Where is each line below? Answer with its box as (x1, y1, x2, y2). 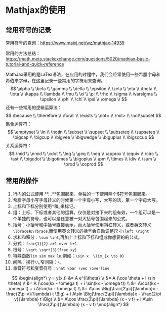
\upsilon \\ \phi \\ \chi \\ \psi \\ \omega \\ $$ (40, 96, 127, 102)
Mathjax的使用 (5, 4, 66, 16)
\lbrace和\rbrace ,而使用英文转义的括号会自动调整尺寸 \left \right (12, 228, 149, 234)
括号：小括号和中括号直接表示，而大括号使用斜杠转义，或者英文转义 (12, 221, 152, 228)
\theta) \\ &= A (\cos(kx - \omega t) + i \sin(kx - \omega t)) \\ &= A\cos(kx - (7, 280, 160, 286)
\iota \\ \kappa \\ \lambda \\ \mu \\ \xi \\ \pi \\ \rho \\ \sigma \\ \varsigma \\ (10, 91, 157, 97)
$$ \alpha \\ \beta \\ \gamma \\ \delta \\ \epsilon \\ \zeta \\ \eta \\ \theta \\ (10, 86, 157, 92)
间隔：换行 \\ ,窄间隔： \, (12, 259, 62, 265)
